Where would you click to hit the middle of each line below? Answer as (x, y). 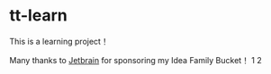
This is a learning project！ (59, 41)
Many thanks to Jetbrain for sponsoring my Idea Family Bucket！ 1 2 (136, 60)
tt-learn (38, 16)
